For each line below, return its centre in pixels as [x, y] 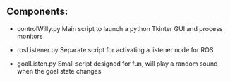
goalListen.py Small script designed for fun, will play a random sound [117, 64]
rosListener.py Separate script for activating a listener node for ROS [115, 49]
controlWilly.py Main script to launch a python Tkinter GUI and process [120, 28]
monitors [30, 36]
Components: [37, 12]
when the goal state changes [59, 71]
